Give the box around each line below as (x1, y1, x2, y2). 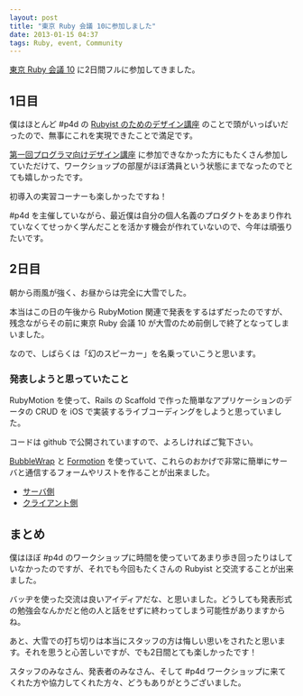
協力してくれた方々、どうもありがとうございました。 (48, 677, 246, 688)
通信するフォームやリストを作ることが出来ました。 (24, 467, 215, 478)
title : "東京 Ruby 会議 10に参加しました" (9, 22, 156, 31)
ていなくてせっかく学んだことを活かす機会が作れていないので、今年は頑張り (9, 222, 293, 233)
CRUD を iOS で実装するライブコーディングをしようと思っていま (34, 407, 274, 417)
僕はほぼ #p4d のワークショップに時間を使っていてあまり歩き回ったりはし (9, 552, 286, 563)
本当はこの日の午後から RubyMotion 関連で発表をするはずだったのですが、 (9, 306, 288, 316)
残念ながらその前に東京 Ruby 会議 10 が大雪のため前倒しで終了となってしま (9, 317, 290, 328)
